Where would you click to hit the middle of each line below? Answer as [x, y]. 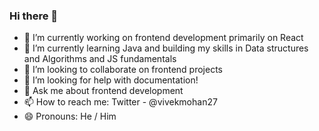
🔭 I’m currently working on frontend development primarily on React [163, 38]
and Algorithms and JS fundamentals [100, 59]
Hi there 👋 [34, 16]
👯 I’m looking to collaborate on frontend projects [123, 70]
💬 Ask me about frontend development [103, 91]
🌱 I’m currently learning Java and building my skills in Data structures [166, 48]
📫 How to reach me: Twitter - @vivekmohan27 [120, 102]
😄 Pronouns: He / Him [70, 116]
